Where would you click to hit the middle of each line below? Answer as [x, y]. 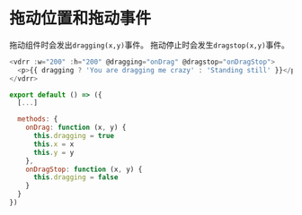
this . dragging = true [74, 136]
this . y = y [53, 152]
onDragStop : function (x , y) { [84, 169]
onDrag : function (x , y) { [76, 128]
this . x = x [53, 144]
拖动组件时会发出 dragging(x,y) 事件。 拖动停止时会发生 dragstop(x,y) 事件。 [150, 45]
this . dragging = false [75, 177]
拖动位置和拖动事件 [80, 18]
